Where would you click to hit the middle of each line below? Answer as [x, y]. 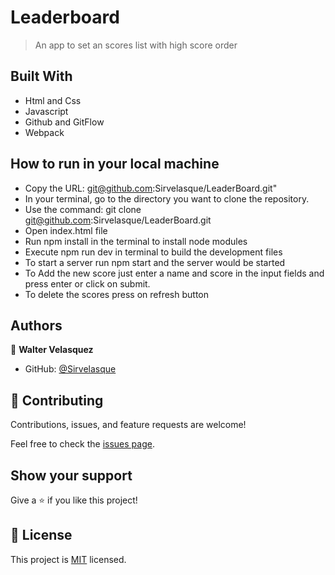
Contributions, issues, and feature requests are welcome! [128, 425]
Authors [36, 325]
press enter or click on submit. [87, 283]
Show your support [71, 475]
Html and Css [53, 100]
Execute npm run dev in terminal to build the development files [153, 252]
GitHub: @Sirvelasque [70, 369]
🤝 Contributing [57, 400]
